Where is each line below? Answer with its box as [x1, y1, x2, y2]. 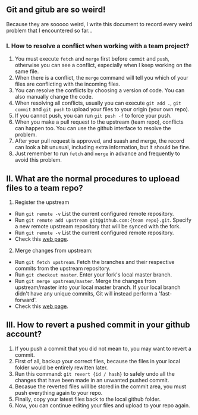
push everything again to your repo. [14, 389, 103, 396]
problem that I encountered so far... [6, 27, 93, 34]
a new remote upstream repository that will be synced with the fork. [14, 222, 181, 229]
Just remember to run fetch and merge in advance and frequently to [14, 150, 180, 157]
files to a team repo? [6, 183, 83, 193]
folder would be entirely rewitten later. [14, 364, 108, 371]
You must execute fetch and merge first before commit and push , [14, 55, 169, 62]
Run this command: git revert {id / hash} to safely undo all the [14, 370, 175, 377]
